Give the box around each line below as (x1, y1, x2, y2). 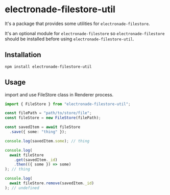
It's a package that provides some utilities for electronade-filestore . (5, 20, 150, 27)
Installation (5, 51, 41, 59)
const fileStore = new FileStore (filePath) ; (5, 115, 101, 120)
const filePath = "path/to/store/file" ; (5, 111, 92, 116)
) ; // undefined (5, 185, 39, 190)
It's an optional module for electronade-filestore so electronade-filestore (5, 30, 165, 36)
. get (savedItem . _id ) (14, 157, 58, 162)
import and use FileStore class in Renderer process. (5, 91, 114, 97)
